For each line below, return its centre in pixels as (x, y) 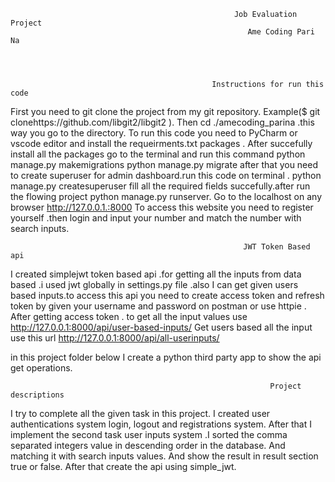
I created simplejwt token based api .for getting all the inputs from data (156, 274)
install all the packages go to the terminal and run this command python (158, 154)
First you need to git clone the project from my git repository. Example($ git (165, 111)
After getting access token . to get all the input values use (129, 316)
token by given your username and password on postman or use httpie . (158, 306)
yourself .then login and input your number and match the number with (156, 218)
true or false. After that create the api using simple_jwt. (123, 466)
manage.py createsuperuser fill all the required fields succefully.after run (160, 186)
